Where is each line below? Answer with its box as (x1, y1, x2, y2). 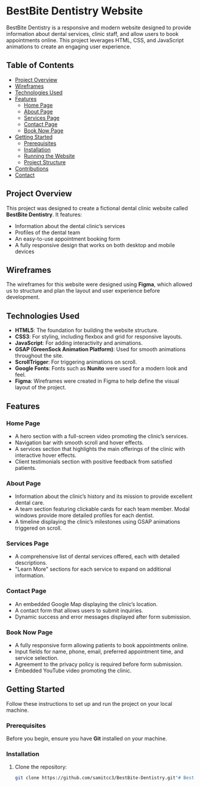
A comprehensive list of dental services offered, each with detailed (14, 553, 180, 560)
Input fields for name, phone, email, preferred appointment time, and (14, 648, 184, 655)
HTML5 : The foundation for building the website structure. (14, 327, 159, 334)
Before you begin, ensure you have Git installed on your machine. (6, 735, 167, 742)
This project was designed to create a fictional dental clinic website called (6, 204, 188, 211)
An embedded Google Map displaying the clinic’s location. (14, 600, 158, 607)
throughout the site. (14, 352, 64, 359)
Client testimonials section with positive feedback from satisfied (14, 458, 173, 465)
